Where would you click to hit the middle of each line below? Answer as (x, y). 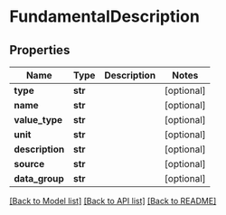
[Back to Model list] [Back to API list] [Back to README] (113, 201)
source (29, 164)
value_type (38, 120)
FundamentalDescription (105, 17)
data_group (39, 178)
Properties (40, 50)
